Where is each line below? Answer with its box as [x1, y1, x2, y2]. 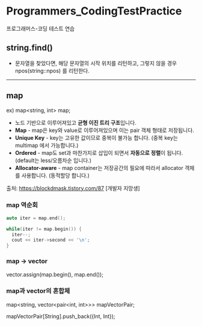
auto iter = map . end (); [6, 215, 66, 221]
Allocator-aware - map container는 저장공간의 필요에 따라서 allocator [14, 164, 183, 171]
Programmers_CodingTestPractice [6, 4, 182, 18]
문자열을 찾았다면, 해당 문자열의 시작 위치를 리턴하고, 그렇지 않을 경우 [14, 59, 177, 67]
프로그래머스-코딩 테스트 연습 [6, 25, 75, 32]
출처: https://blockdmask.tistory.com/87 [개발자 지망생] [6, 184, 140, 192]
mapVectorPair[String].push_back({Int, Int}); [6, 312, 115, 320]
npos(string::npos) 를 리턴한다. [14, 67, 90, 74]
